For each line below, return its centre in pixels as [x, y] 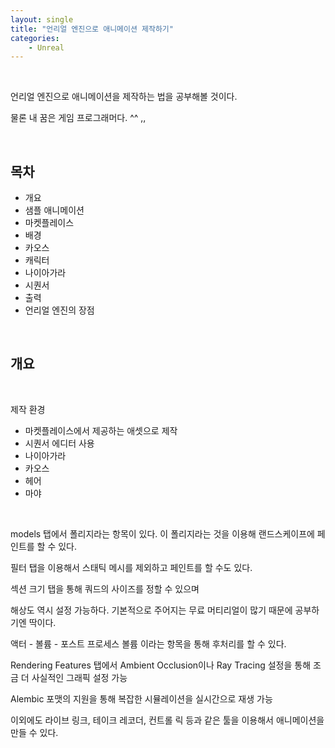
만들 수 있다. [34, 732]
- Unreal [46, 47]
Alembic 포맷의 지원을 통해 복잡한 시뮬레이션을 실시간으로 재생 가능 [141, 698]
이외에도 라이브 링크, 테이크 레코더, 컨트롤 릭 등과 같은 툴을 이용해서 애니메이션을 [167, 720]
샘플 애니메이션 [54, 210]
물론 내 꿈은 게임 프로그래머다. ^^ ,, [78, 118]
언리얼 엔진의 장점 [59, 310]
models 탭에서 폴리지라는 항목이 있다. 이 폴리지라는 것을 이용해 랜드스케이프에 [162, 533]
